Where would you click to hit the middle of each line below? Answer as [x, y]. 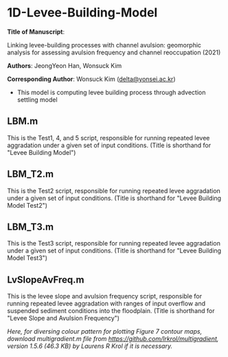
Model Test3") [27, 258]
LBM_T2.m [30, 174]
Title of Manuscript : [36, 32]
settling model [37, 99]
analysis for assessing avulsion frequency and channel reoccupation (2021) [114, 52]
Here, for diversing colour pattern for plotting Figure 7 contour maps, [105, 332]
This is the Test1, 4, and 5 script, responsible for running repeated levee [109, 138]
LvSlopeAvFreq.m [46, 280]
